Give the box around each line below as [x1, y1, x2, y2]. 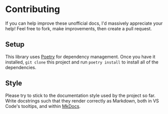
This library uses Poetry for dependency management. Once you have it [5, 53, 156, 60]
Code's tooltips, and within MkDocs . [5, 103, 81, 109]
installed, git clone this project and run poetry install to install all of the [5, 59, 158, 65]
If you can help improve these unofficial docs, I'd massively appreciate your [5, 20, 163, 26]
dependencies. [5, 64, 36, 70]
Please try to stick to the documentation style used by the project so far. [5, 92, 156, 98]
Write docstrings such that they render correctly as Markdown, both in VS [5, 97, 159, 104]
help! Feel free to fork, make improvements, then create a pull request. [5, 25, 152, 31]
